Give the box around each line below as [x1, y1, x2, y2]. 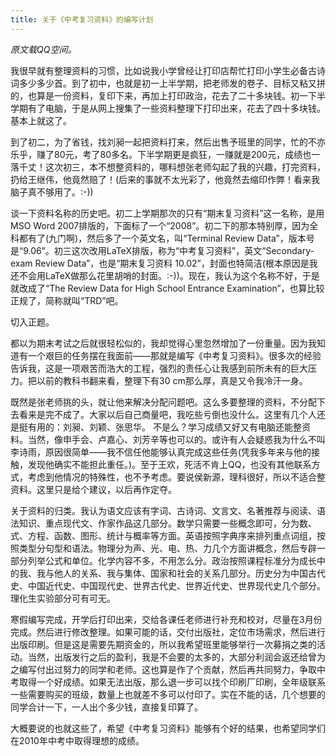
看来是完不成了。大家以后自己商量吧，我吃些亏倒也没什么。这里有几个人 [18, 408, 317, 420]
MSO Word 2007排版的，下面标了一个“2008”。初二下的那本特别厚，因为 [10, 219, 310, 231]
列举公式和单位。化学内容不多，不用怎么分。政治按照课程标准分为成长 [27, 554, 317, 566]
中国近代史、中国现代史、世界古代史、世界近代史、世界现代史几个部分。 [27, 579, 326, 591]
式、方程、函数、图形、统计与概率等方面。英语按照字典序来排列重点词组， [10, 529, 317, 541]
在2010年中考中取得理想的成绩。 [10, 734, 145, 746]
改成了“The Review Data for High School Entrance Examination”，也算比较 [18, 282, 325, 294]
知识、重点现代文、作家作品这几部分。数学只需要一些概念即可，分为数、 [18, 517, 317, 529]
